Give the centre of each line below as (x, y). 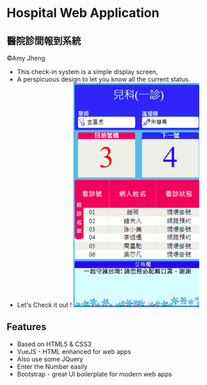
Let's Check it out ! (44, 305)
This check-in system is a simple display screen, (87, 72)
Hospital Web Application (83, 13)
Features (26, 327)
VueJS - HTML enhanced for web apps (74, 351)
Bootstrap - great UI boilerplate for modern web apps (94, 374)
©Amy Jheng (26, 58)
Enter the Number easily (52, 366)
